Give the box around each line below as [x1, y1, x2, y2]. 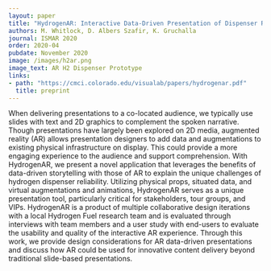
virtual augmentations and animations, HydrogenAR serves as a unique [8, 186, 244, 195]
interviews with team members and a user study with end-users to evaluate [8, 220, 260, 229]
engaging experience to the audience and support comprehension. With [8, 151, 248, 161]
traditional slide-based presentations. [8, 254, 133, 264]
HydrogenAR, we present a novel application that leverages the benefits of [8, 160, 256, 170]
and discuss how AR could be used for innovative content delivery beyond [8, 245, 256, 255]
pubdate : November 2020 [8, 49, 89, 57]
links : [8, 72, 31, 80]
